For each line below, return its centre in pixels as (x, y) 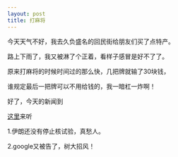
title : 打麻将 (26, 20)
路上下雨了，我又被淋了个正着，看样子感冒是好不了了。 (88, 56)
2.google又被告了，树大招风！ (51, 146)
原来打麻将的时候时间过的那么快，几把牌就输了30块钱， (89, 71)
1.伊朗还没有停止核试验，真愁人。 (56, 131)
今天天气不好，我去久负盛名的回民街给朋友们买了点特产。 (91, 41)
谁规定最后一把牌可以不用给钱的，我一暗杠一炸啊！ (82, 86)
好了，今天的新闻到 (35, 101)
